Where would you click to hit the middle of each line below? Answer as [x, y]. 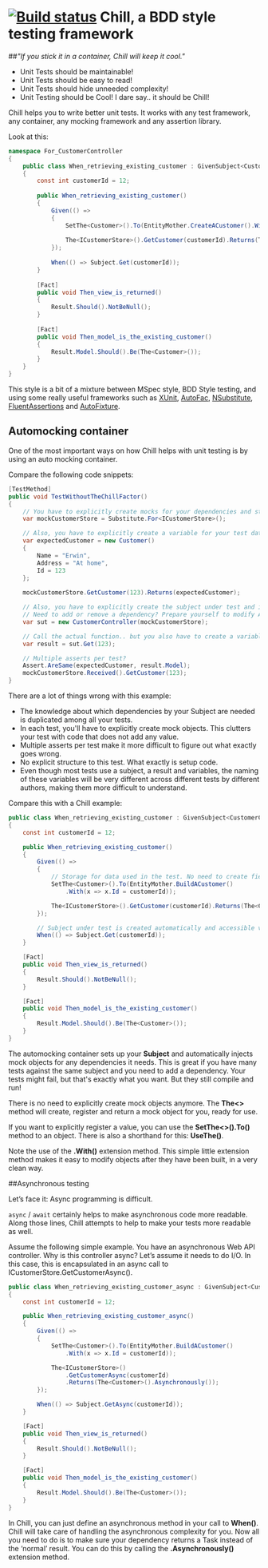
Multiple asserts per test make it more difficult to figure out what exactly [138, 745]
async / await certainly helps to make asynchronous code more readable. [128, 1214]
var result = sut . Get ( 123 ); [69, 644]
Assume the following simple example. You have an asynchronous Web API [132, 1247]
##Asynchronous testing [49, 1183]
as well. [21, 1231]
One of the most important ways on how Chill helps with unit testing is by [128, 451]
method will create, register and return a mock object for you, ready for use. [133, 1111]
